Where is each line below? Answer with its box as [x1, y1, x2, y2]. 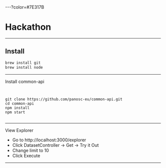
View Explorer [5, 127, 34, 133]
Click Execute [12, 153, 41, 159]
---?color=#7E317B [5, 4, 44, 10]
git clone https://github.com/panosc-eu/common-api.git [5, 96, 123, 102]
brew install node [5, 65, 43, 70]
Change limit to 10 [12, 147, 49, 153]
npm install [5, 105, 30, 110]
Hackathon [5, 22, 51, 33]
